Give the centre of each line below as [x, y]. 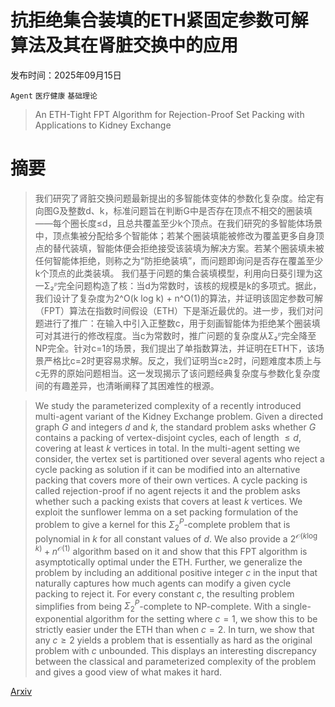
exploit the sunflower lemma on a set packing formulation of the [166, 512]
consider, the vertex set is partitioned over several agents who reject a [179, 458]
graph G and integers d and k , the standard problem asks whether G [175, 427]
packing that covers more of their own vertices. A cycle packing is [171, 480]
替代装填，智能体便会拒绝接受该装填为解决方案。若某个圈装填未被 [188, 248]
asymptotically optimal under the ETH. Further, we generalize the [168, 562]
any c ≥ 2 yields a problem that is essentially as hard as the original [173, 640]
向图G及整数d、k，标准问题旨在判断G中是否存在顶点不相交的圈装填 [173, 210]
